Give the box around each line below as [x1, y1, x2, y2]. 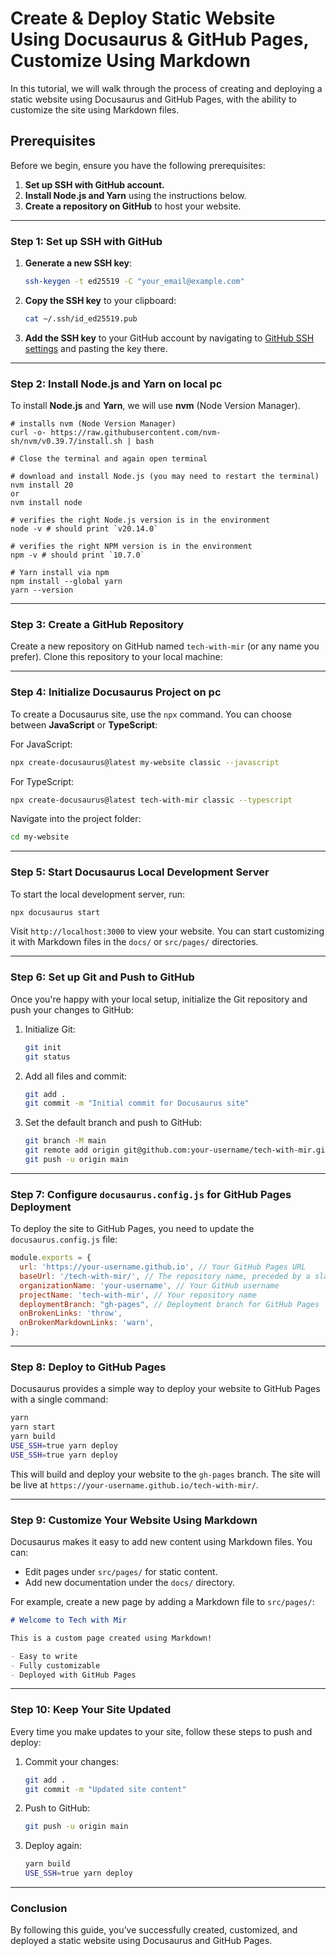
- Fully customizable [10, 1660, 101, 1671]
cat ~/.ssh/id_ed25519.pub [24, 313, 138, 324]
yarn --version [10, 585, 74, 596]
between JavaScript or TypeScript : [10, 718, 158, 731]
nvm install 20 [10, 480, 74, 491]
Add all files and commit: [24, 1070, 128, 1082]
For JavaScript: [10, 738, 73, 750]
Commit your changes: [24, 1755, 119, 1767]
